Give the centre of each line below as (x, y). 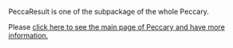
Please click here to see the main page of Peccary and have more (117, 27)
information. (28, 36)
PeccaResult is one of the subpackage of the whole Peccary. (109, 12)
